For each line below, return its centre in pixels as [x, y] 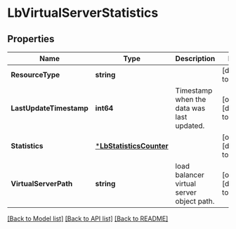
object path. [195, 201]
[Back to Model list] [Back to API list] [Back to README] [88, 218]
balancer [190, 175]
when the [191, 99]
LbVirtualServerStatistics [83, 13]
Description [195, 59]
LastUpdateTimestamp [50, 108]
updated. [190, 126]
